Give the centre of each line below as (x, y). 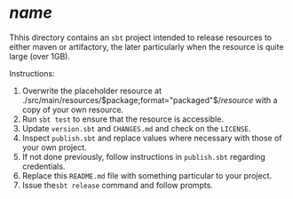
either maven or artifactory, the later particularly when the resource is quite (146, 46)
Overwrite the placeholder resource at (92, 91)
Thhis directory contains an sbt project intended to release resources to (141, 37)
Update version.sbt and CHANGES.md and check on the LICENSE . (136, 128)
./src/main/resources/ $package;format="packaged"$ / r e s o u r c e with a (150, 99)
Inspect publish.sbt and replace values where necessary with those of (152, 138)
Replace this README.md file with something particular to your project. (147, 175)
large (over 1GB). (40, 56)
